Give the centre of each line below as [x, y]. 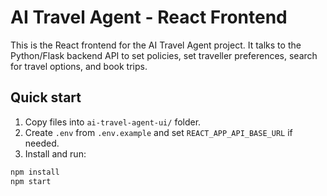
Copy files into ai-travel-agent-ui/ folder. [113, 122]
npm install [35, 172]
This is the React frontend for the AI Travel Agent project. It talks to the [156, 45]
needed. [42, 143]
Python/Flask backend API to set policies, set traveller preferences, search [164, 55]
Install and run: [55, 153]
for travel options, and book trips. [79, 66]
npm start [31, 181]
